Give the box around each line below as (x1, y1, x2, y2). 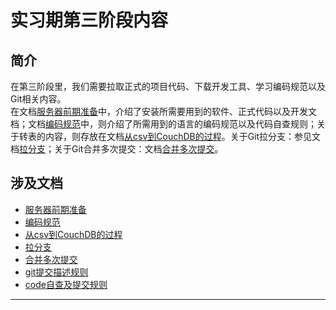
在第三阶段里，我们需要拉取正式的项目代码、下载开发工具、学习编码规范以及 (10, 81, 326, 92)
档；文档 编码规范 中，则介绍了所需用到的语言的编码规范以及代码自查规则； (10, 118, 317, 130)
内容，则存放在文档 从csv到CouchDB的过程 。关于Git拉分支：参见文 (44, 131, 322, 142)
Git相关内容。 (10, 93, 67, 105)
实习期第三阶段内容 (10, 9, 169, 32)
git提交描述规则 (24, 266, 89, 278)
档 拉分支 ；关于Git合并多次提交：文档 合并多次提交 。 (10, 143, 224, 155)
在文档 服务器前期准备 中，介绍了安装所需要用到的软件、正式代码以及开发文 (10, 106, 317, 117)
